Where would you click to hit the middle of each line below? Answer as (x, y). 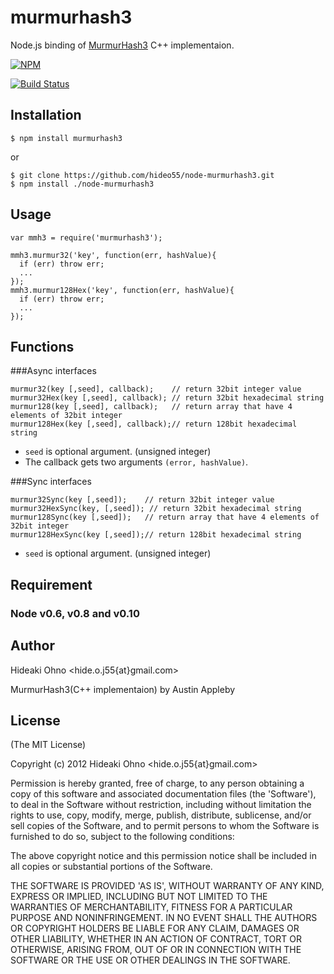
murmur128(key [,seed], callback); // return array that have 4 (151, 407)
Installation (46, 115)
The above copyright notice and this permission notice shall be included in (163, 856)
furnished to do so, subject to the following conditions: (122, 837)
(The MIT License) (48, 745)
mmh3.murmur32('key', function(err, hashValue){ (113, 255)
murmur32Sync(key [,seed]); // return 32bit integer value (142, 500)
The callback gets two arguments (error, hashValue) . (136, 462)
